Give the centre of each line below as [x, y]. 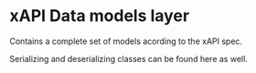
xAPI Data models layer [100, 16]
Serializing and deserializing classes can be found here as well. [129, 58]
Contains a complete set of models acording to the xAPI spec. [126, 41]
